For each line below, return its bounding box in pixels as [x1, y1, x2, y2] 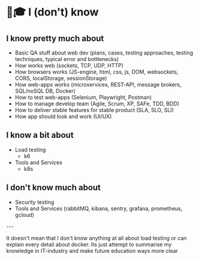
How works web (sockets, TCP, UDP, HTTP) [14, 62, 124, 69]
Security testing [14, 198, 55, 205]
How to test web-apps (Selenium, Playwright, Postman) [14, 94, 152, 101]
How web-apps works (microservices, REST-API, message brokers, [14, 81, 182, 88]
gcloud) [14, 211, 35, 218]
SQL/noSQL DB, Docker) [14, 87, 76, 94]
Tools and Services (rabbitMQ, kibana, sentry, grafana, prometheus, [14, 205, 183, 212]
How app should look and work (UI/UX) [14, 113, 112, 120]
